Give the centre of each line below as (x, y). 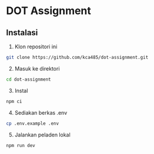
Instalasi (22, 33)
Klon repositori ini (36, 46)
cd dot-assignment (29, 79)
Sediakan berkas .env (41, 112)
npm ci (14, 101)
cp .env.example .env (33, 123)
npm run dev (21, 145)
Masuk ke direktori (37, 68)
